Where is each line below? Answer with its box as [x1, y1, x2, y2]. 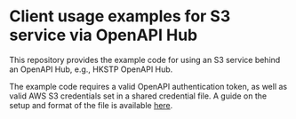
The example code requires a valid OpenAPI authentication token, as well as [9, 81, 287, 91]
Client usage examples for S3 [9, 6, 231, 27]
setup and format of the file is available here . [9, 99, 173, 110]
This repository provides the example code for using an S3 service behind [9, 54, 281, 65]
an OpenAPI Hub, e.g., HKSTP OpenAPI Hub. [9, 64, 173, 75]
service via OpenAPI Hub [9, 25, 198, 45]
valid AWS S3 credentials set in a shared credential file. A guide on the [9, 91, 268, 101]
